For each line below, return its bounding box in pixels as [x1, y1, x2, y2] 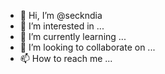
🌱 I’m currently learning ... [19, 31, 127, 42]
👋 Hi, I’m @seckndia [19, 10, 103, 21]
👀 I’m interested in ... [19, 20, 105, 32]
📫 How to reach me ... [19, 53, 113, 64]
